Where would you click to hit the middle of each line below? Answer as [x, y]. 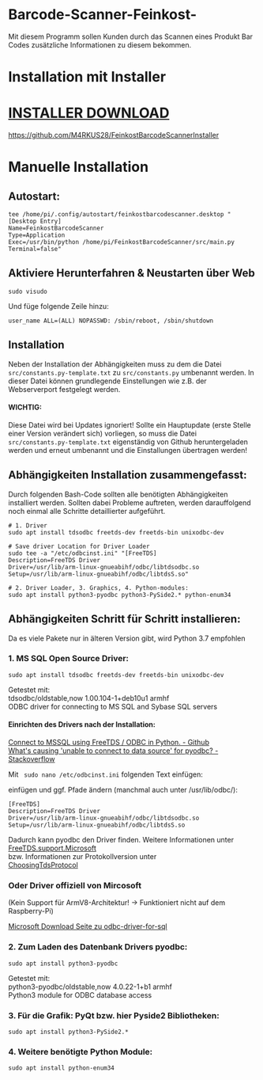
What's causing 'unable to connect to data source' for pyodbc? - [113, 751]
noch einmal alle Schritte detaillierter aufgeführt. [87, 511]
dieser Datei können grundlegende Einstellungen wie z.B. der [107, 381]
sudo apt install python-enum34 [61, 1068]
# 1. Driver [28, 525]
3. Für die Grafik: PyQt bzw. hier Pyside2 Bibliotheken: [114, 1015]
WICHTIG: [25, 407]
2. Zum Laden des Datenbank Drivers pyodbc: [98, 947]
